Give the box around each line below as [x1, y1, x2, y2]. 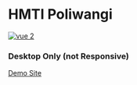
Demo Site [8, 69, 41, 78]
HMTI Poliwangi [8, 5, 114, 23]
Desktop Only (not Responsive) [8, 51, 129, 62]
